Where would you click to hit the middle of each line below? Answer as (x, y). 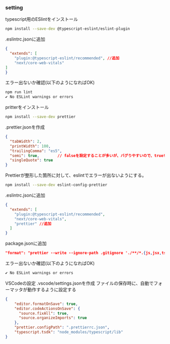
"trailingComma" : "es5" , (36, 151)
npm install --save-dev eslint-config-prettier (56, 185)
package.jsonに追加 (26, 243)
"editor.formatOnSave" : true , (46, 304)
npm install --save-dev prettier (40, 117)
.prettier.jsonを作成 (25, 127)
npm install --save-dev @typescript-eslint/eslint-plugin (68, 29)
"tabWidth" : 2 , (26, 141)
